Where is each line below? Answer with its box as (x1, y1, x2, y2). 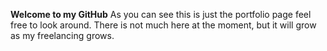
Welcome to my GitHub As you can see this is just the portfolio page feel (10, 9, 312, 20)
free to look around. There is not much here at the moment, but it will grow (10, 19, 317, 31)
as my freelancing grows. (10, 30, 115, 41)
